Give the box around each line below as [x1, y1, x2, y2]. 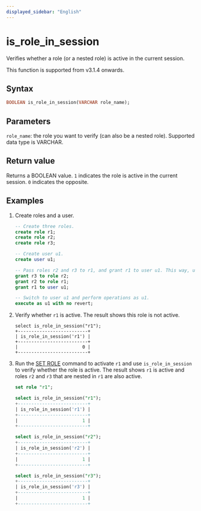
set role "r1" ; [14, 384, 53, 391]
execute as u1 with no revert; [14, 301, 94, 307]
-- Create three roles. [14, 223, 75, 229]
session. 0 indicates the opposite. [6, 178, 89, 185]
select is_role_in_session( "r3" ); [14, 473, 101, 479]
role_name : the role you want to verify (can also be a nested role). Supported [6, 132, 195, 139]
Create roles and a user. [14, 212, 74, 219]
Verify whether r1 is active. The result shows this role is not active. [14, 311, 180, 319]
